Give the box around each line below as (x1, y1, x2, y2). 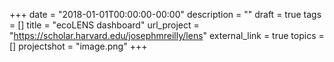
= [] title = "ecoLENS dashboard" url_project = (9, 19, 200, 31)
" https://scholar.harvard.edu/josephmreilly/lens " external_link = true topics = (9, 30, 325, 41)
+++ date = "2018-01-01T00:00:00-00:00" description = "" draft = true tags (9, 9, 322, 20)
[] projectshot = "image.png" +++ (9, 40, 148, 52)
